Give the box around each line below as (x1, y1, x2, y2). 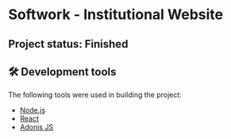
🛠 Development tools (8, 65, 117, 79)
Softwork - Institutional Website (8, 6, 224, 24)
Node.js (19, 106, 46, 115)
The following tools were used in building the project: (8, 90, 183, 100)
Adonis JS (19, 122, 54, 132)
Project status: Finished (8, 37, 129, 51)
